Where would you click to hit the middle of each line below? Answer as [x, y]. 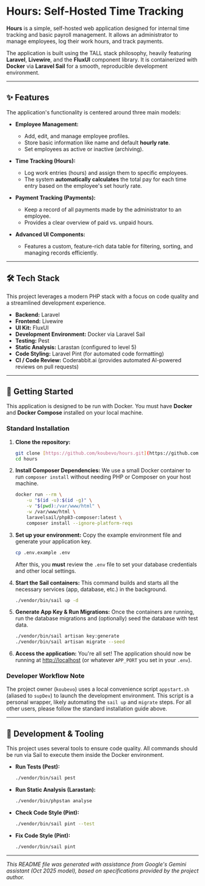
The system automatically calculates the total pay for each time [105, 179]
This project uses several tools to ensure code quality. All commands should [102, 748]
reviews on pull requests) [47, 367]
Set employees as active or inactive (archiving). [84, 149]
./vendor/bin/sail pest [45, 778]
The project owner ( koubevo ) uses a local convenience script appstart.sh [98, 689]
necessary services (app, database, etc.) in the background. [91, 589]
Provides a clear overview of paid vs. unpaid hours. [89, 222]
